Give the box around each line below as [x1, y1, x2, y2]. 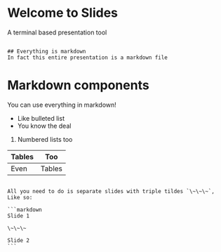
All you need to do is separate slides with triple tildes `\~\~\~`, [7, 187, 215, 194]
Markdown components [7, 77, 149, 93]
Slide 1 [7, 212, 30, 219]
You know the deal [17, 121, 72, 130]
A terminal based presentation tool [7, 28, 107, 37]
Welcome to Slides [7, 5, 118, 21]
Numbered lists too [17, 135, 73, 143]
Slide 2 [7, 237, 30, 244]
